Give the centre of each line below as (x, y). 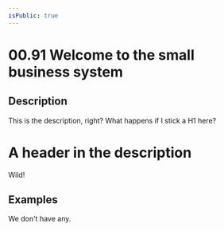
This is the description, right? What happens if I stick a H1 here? (112, 120)
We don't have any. (40, 219)
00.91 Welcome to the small (101, 55)
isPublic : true (33, 16)
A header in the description (100, 153)
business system (66, 72)
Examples (33, 200)
